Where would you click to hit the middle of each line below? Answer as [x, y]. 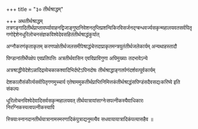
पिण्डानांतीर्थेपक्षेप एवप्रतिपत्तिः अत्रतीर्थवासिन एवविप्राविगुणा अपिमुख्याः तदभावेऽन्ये [77, 58]
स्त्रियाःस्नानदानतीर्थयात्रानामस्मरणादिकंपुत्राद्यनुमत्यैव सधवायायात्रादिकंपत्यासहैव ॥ [80, 119]
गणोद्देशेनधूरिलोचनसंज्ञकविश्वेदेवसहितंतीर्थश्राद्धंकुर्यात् [53, 34]
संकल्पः [13, 89]
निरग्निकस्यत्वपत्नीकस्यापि [31, 107]
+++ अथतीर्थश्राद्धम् [25, 21]
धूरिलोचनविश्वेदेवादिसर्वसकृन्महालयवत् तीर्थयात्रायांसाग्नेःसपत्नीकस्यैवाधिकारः [75, 100]
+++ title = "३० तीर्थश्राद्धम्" [35, 9]
